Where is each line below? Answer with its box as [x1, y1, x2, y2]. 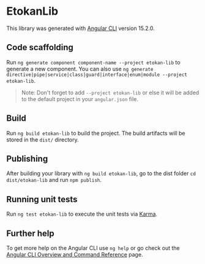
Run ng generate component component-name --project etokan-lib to [6, 58, 181, 66]
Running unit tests [6, 194, 78, 205]
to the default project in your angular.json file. [21, 95, 139, 102]
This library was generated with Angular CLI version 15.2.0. [6, 25, 155, 32]
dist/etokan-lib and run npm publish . [6, 176, 102, 184]
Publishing [6, 153, 48, 164]
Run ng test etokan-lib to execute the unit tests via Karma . [6, 210, 158, 218]
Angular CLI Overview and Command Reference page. [6, 251, 143, 258]
